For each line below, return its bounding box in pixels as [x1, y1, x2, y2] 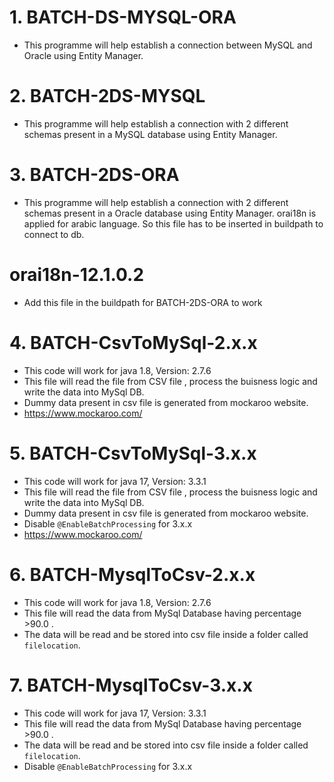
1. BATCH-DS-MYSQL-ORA [9, 6, 237, 29]
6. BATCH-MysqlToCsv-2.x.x [9, 563, 256, 586]
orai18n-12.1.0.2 [9, 264, 145, 286]
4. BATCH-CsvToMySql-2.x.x [9, 331, 258, 354]
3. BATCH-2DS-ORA [9, 164, 180, 186]
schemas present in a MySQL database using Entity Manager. [23, 128, 278, 140]
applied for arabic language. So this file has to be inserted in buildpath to [23, 217, 324, 230]
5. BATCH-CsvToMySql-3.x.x [9, 442, 257, 465]
